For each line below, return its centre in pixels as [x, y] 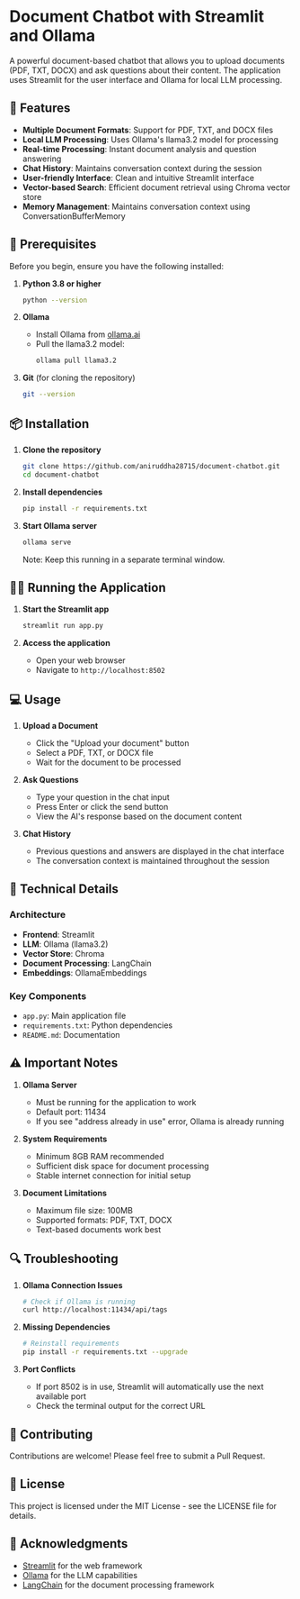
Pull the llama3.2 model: [80, 344]
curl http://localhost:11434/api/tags [95, 1310]
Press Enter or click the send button [102, 807]
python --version [55, 300]
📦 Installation [49, 424]
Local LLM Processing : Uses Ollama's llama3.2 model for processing [150, 139]
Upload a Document [60, 726]
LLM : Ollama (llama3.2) [65, 944]
